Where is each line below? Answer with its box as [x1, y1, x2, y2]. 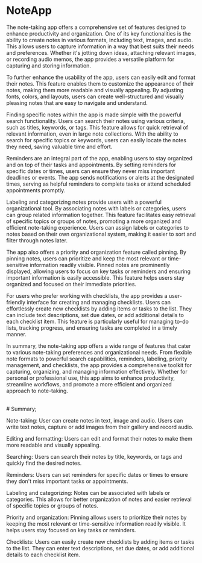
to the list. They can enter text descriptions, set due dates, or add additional [6, 544, 195, 552]
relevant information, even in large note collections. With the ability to [6, 130, 178, 137]
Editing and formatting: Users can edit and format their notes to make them [6, 435, 193, 442]
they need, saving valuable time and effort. [6, 143, 113, 150]
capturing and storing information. [6, 61, 92, 69]
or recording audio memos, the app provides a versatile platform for [6, 55, 175, 63]
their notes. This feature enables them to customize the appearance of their [6, 80, 194, 87]
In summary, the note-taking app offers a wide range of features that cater [6, 342, 191, 350]
